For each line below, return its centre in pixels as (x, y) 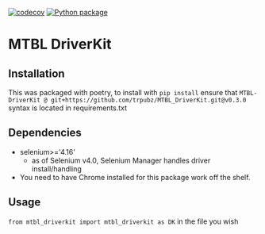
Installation (36, 73)
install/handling (56, 169)
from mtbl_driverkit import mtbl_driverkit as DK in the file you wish (123, 221)
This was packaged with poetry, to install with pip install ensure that (123, 92)
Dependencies (45, 133)
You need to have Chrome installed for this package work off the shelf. (135, 177)
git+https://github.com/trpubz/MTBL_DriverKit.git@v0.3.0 (148, 100)
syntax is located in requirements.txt (68, 108)
